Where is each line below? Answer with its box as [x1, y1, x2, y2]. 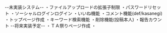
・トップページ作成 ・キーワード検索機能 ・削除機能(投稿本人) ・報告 [5, 17, 149, 22]
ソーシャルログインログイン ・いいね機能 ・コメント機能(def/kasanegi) [14, 10, 162, 16]
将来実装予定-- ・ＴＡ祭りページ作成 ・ [14, 23, 96, 29]
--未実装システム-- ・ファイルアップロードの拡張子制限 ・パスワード [5, 4, 148, 10]
